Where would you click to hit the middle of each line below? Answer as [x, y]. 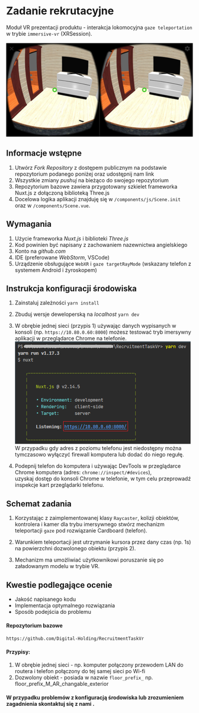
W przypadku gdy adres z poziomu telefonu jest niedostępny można [98, 448]
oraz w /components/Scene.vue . [52, 205]
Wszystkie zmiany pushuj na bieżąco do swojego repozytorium [92, 180]
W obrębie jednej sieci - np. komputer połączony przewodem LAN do [99, 665]
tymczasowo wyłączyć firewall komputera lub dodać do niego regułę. [99, 455]
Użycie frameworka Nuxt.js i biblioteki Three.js [72, 238]
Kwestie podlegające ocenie [59, 585]
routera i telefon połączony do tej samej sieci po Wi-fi [80, 671]
